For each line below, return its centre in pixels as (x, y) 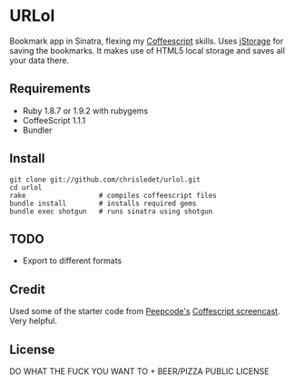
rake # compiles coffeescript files (113, 195)
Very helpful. (33, 321)
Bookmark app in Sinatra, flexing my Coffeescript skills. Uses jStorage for (147, 41)
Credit (27, 289)
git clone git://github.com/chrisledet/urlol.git (105, 179)
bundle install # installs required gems (103, 203)
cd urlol (26, 187)
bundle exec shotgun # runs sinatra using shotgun (111, 211)
